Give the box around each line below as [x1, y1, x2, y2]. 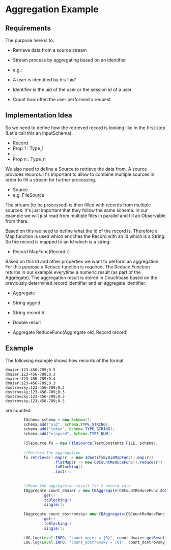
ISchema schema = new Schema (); [23, 417, 93, 422]
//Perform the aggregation [23, 450, 81, 455]
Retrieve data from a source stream [12, 47, 87, 53]
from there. [5, 218, 29, 224]
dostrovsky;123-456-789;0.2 [5, 385, 65, 390]
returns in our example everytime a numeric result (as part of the [5, 269, 141, 275]
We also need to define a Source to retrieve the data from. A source [5, 166, 147, 172]
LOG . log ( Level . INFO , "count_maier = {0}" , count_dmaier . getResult [23, 535, 167, 540]
